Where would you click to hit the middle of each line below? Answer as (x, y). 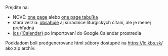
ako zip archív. (20, 48)
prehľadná (23, 28)
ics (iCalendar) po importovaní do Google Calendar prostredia (77, 33)
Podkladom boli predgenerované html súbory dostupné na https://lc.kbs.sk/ (84, 43)
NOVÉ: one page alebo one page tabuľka (55, 17)
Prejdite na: (17, 7)
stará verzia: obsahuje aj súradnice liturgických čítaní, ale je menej (82, 22)
